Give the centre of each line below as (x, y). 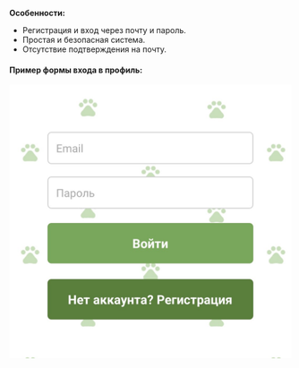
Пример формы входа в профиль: (76, 70)
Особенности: (37, 13)
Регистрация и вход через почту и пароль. (104, 30)
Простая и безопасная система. (84, 40)
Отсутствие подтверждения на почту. (94, 49)
